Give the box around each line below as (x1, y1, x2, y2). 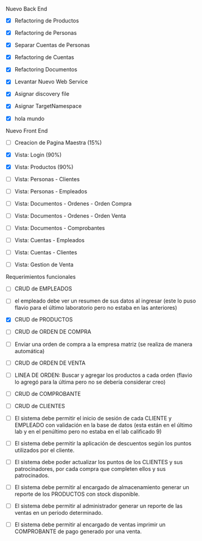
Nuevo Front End (5, 127, 48, 134)
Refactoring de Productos (14, 17, 80, 24)
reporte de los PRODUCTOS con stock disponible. (14, 490, 141, 498)
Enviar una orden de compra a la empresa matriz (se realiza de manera (14, 340, 193, 348)
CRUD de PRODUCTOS (14, 316, 73, 323)
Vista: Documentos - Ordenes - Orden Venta (14, 212, 126, 219)
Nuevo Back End (5, 5, 47, 12)
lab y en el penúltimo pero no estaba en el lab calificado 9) (14, 428, 162, 435)
